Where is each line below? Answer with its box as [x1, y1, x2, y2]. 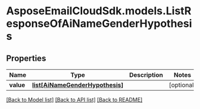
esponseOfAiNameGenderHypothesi [6, 17, 192, 30]
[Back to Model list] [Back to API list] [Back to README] [6, 96, 143, 103]
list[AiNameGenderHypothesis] [32, 81, 124, 89]
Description [129, 71, 164, 79]
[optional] [168, 81, 196, 89]
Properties [6, 53, 46, 63]
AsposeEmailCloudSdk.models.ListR [6, 4, 192, 18]
